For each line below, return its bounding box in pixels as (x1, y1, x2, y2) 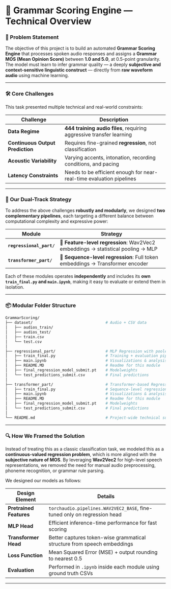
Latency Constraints (8, 172, 59, 179)
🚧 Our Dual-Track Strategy (5, 196, 72, 203)
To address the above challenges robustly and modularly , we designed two (5, 207, 165, 214)
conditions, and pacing (64, 160, 120, 168)
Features (8, 511, 30, 518)
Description (99, 116, 129, 123)
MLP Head (8, 522, 34, 529)
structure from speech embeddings (48, 540, 133, 547)
